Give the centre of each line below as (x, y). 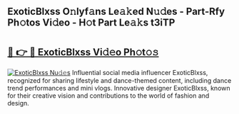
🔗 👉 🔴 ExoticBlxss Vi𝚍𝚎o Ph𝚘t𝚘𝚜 (83, 52)
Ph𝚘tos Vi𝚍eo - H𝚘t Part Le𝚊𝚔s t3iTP (91, 23)
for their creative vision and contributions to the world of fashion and (108, 96)
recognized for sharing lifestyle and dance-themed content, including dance (119, 80)
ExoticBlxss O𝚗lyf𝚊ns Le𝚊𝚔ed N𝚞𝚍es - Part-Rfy (116, 12)
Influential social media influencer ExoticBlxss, (140, 73)
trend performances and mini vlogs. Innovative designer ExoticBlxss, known (119, 88)
